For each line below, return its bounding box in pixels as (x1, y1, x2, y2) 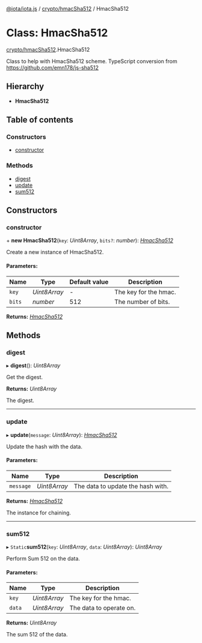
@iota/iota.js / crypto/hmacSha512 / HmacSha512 (6, 5, 129, 12)
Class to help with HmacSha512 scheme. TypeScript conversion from (6, 57, 177, 65)
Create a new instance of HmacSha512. (6, 249, 104, 256)
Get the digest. (6, 374, 43, 381)
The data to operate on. (69, 604, 136, 612)
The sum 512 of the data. (6, 631, 68, 638)
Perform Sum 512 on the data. (6, 555, 80, 562)
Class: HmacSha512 (6, 26, 108, 40)
